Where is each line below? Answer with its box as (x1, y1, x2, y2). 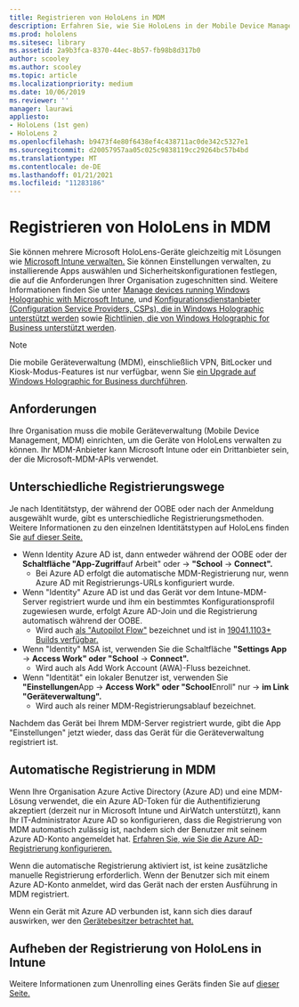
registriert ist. (9, 736, 59, 747)
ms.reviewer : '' (9, 95, 69, 105)
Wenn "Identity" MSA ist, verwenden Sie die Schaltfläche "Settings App (21, 643, 287, 654)
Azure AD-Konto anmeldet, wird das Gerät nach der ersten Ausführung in (9, 879, 278, 889)
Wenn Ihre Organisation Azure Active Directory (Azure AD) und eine (9, 786, 258, 797)
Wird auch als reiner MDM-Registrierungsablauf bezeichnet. (35, 700, 256, 711)
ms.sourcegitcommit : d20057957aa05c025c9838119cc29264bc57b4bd (9, 145, 249, 154)
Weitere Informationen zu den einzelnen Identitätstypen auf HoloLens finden (9, 522, 289, 533)
